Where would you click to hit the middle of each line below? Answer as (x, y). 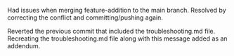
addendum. (24, 46)
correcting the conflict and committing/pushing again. (85, 17)
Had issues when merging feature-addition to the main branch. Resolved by (117, 10)
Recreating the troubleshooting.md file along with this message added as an (117, 38)
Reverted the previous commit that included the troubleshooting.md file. (111, 31)
